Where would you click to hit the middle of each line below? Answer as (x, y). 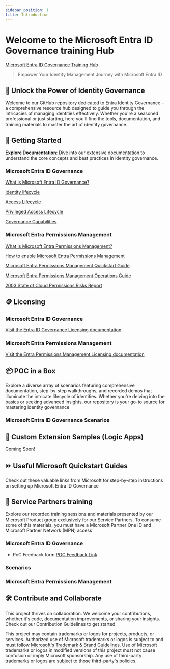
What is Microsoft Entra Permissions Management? (59, 246)
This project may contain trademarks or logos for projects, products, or (80, 634)
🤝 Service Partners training (49, 502)
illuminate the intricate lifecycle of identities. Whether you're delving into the (85, 397)
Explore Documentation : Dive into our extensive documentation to (75, 153)
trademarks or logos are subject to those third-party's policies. (71, 661)
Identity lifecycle (22, 192)
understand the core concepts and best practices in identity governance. (82, 158)
